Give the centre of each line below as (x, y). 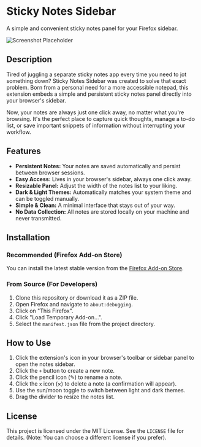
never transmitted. (38, 218)
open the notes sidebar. (45, 364)
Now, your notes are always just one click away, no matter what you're (95, 112)
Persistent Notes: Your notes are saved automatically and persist (98, 166)
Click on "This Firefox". (44, 311)
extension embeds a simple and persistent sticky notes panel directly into (99, 94)
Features (24, 151)
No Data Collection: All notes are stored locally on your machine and (102, 212)
